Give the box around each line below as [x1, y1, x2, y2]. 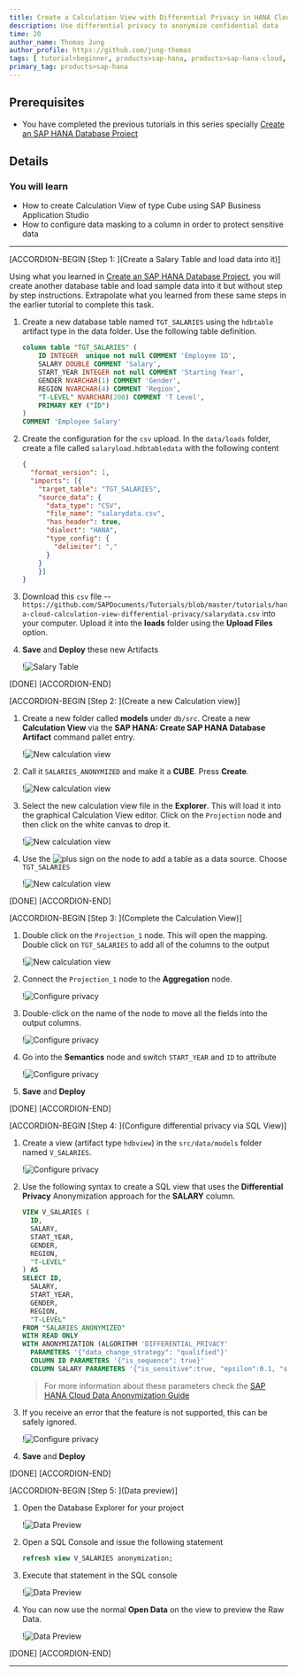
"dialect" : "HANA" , [45, 526, 118, 535]
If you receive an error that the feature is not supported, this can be [21, 1407, 268, 1417]
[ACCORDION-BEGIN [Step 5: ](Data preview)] [9, 1485, 179, 1495]
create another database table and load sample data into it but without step [9, 281, 283, 291]
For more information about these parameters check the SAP [43, 1380, 266, 1391]
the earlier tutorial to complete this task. [9, 299, 155, 310]
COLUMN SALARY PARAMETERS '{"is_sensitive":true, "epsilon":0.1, [30, 1364, 276, 1373]
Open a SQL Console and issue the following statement [21, 1536, 224, 1547]
